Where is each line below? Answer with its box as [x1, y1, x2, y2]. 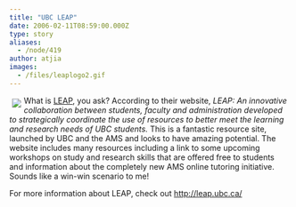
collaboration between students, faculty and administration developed [23, 104, 284, 115]
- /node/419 [17, 46, 62, 55]
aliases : [9, 37, 42, 47]
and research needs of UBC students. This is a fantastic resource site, [9, 123, 267, 134]
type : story [9, 29, 53, 38]
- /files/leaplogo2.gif [17, 71, 105, 80]
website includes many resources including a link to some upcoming [9, 142, 260, 153]
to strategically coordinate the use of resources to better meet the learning [9, 114, 284, 124]
